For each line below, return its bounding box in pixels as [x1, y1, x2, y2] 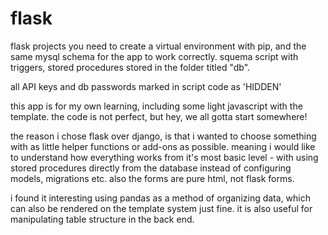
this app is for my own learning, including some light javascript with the [10, 100, 303, 112]
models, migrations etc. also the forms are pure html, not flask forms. [10, 172, 295, 184]
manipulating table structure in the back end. [10, 213, 195, 225]
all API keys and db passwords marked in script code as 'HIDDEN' [10, 80, 282, 92]
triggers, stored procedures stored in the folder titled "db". [10, 61, 251, 73]
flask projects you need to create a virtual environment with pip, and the [10, 40, 307, 52]
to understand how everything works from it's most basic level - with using [10, 151, 319, 163]
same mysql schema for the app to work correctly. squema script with [10, 50, 299, 62]
